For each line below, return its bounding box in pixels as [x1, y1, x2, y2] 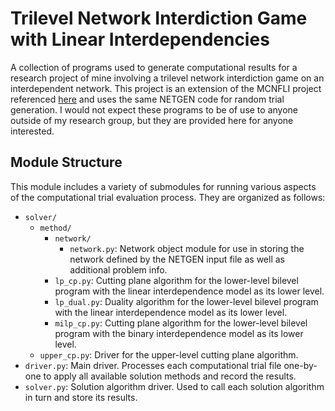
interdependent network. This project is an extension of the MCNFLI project [10, 82, 322, 94]
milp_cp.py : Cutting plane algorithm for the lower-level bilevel [54, 317, 308, 329]
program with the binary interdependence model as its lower [54, 327, 304, 339]
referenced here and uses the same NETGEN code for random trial [10, 93, 285, 105]
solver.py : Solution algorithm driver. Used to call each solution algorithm [24, 380, 325, 392]
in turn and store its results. [24, 391, 138, 403]
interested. [10, 125, 55, 137]
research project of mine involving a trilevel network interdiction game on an [10, 72, 325, 84]
